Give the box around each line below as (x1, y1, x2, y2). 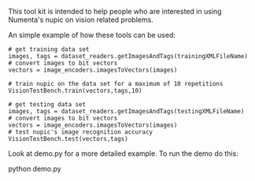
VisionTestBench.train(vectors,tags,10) (8, 87, 143, 94)
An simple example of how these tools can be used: (8, 31, 176, 39)
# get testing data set (8, 101, 87, 109)
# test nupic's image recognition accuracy (8, 128, 153, 136)
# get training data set (8, 46, 90, 54)
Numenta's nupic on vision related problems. (8, 15, 153, 24)
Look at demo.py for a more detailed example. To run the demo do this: (8, 149, 238, 158)
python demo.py (8, 164, 61, 173)
